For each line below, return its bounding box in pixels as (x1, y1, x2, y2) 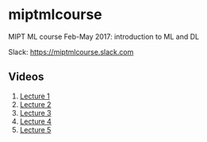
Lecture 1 (19, 91, 50, 101)
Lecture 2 (19, 99, 52, 109)
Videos (8, 70, 44, 84)
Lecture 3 (19, 108, 52, 117)
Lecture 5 (19, 125, 52, 134)
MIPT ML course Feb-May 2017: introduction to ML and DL (8, 32, 200, 41)
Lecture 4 (19, 117, 52, 126)
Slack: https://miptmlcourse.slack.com (8, 47, 134, 56)
